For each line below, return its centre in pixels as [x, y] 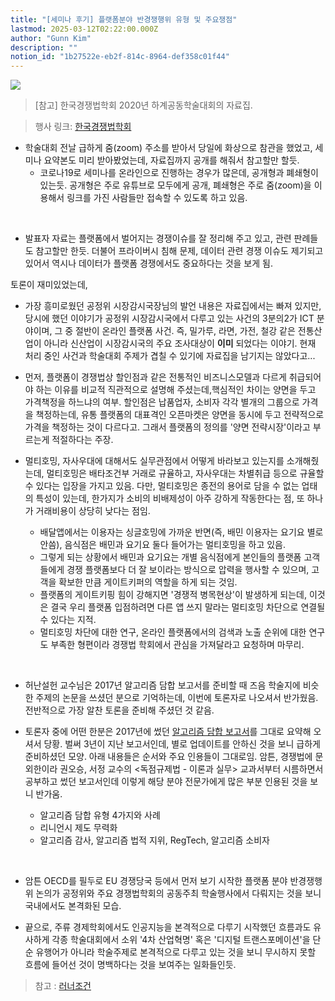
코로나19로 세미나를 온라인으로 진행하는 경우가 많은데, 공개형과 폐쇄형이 [179, 173]
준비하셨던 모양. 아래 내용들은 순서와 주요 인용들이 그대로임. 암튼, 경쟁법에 [168, 757]
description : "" [44, 47]
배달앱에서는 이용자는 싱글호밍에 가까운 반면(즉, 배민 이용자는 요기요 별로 [181, 532]
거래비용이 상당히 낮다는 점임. [93, 511]
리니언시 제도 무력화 [78, 828]
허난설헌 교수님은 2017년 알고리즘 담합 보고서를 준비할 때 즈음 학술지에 [162, 685]
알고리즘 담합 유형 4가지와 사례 [100, 815]
